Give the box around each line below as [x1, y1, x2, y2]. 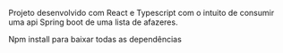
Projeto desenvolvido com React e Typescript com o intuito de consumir [8, 8, 275, 18]
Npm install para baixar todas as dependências [8, 34, 183, 44]
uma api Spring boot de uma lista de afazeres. [8, 17, 178, 27]
